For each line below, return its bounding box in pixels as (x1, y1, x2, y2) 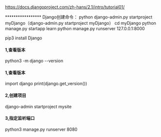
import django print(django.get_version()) (5, 81, 87, 86)
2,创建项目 (5, 92, 27, 98)
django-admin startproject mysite (5, 103, 72, 109)
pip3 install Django (5, 35, 43, 41)
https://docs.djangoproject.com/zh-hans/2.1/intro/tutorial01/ (5, 4, 125, 10)
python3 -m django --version (5, 58, 64, 64)
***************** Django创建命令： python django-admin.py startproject (5, 14, 153, 20)
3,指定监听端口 (5, 115, 35, 121)
